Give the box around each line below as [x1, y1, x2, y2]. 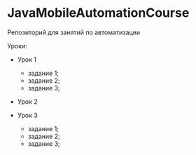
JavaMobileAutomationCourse [7, 5, 190, 21]
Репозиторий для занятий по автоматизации [7, 28, 141, 36]
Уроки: [7, 41, 28, 50]
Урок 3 [17, 111, 38, 119]
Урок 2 [17, 97, 38, 106]
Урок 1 [17, 55, 37, 64]
